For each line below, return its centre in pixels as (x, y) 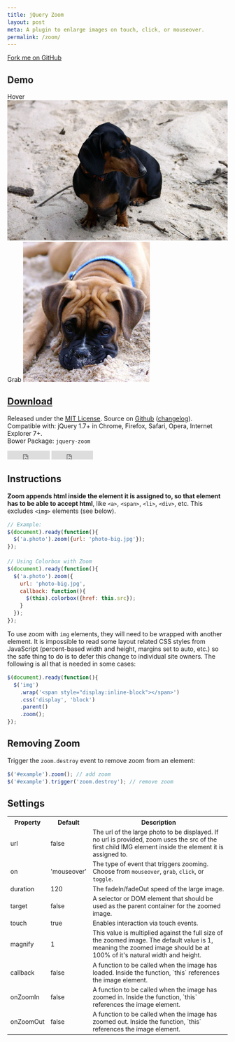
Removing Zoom (44, 744)
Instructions (34, 479)
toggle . (103, 879)
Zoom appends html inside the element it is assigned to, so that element (114, 496)
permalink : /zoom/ (34, 37)
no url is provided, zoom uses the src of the (155, 839)
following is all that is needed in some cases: (72, 664)
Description (158, 822)
